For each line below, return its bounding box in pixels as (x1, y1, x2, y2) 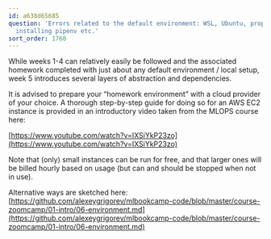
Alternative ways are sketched (8, 187, 109, 198)
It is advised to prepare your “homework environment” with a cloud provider (8, 90, 261, 99)
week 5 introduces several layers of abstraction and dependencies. (8, 73, 232, 83)
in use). (8, 172, 34, 182)
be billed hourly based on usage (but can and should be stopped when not (8, 163, 256, 174)
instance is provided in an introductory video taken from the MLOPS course (8, 107, 259, 116)
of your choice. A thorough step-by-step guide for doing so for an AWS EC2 (8, 98, 261, 107)
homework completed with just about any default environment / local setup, (8, 65, 260, 75)
